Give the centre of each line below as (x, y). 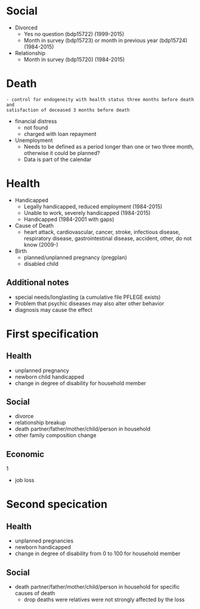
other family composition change (56, 435)
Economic (25, 454)
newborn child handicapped (49, 377)
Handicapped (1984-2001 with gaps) (69, 219)
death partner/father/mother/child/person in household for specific (97, 587)
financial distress (36, 121)
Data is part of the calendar (57, 159)
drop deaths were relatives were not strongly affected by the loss (104, 599)
